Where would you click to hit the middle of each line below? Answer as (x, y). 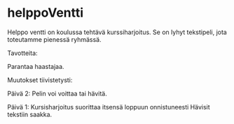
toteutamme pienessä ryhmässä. (54, 39)
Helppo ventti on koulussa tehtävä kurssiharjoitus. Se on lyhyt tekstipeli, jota (117, 32)
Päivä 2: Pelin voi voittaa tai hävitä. (57, 93)
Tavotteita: (22, 53)
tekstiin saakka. (30, 114)
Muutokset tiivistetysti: (40, 80)
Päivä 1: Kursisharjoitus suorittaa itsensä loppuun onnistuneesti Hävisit (109, 107)
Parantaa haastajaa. (36, 66)
